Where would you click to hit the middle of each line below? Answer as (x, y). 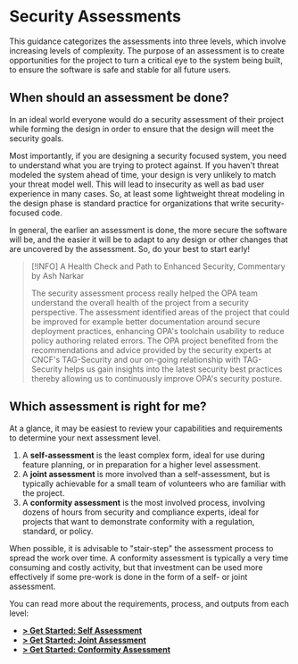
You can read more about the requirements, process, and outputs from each (149, 603)
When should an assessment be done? (119, 98)
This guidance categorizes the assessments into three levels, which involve (148, 41)
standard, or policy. (58, 531)
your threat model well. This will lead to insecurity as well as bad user (137, 184)
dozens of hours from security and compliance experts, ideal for (141, 512)
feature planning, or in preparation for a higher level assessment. (141, 464)
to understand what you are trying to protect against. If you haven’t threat (144, 165)
